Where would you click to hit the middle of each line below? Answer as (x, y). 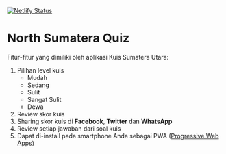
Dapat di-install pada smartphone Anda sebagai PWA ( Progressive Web (118, 136)
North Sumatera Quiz (68, 38)
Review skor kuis (41, 114)
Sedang (38, 85)
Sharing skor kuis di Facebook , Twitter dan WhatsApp (95, 121)
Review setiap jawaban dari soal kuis (69, 128)
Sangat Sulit (44, 99)
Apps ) (26, 143)
